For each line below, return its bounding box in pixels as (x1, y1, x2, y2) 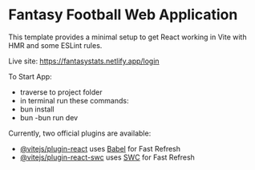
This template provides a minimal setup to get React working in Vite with (8, 32, 247, 42)
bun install (19, 104, 55, 114)
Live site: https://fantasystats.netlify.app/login (8, 56, 160, 66)
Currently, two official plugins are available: (8, 128, 152, 138)
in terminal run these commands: (19, 95, 129, 105)
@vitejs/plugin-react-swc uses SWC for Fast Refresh (19, 152, 195, 162)
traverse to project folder (19, 87, 103, 97)
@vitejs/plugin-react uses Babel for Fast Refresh (19, 144, 181, 153)
